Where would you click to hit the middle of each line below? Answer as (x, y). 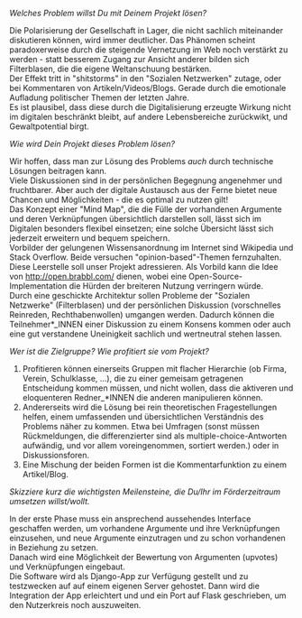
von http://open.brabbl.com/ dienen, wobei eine (98, 276)
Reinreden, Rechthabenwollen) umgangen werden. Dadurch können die (142, 314)
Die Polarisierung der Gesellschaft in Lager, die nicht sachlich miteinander (146, 30)
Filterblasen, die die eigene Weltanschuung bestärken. (110, 69)
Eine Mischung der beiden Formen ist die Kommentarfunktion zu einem (154, 465)
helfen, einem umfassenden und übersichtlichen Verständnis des (143, 417)
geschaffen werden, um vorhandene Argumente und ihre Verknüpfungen (145, 528)
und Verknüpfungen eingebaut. (68, 567)
